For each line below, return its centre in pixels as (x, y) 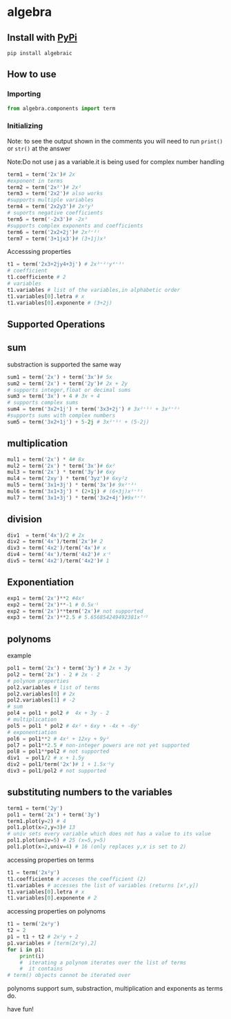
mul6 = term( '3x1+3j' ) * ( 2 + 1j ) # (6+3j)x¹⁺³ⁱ (75, 491)
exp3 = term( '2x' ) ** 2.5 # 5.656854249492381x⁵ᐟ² (78, 617)
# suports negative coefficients (55, 213)
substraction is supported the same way (64, 364)
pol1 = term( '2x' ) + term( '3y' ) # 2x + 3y (69, 669)
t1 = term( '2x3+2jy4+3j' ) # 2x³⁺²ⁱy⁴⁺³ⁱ (66, 264)
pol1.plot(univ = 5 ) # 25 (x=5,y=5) (57, 840)
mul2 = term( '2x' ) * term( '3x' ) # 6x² (61, 466)
